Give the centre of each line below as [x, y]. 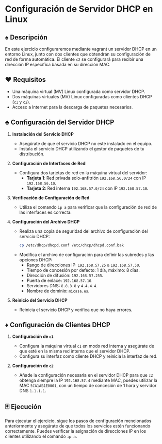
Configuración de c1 [33, 336]
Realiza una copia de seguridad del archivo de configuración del [83, 231]
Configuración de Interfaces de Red [49, 163]
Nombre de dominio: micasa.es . [58, 291]
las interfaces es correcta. [45, 212]
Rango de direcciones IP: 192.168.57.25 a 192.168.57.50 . [83, 265]
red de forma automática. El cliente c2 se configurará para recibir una [74, 59]
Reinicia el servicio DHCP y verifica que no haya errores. [76, 310]
